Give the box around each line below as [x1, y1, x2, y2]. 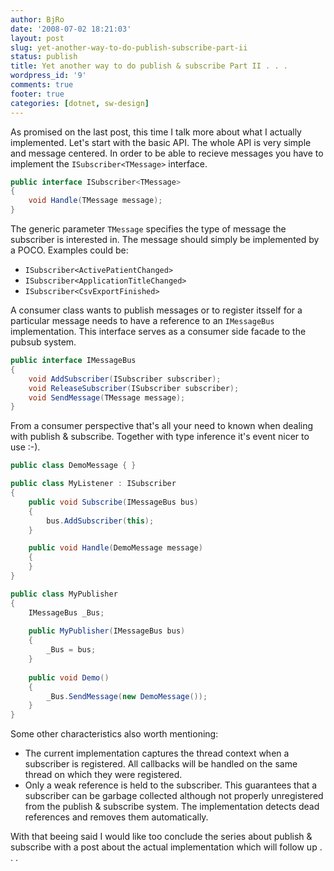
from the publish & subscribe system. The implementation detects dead [24, 801, 320, 813]
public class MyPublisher [10, 589, 118, 599]
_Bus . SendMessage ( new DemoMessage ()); [46, 691, 208, 701]
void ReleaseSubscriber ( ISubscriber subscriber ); [28, 383, 240, 393]
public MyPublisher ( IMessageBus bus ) [28, 626, 186, 636]
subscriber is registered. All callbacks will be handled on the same [24, 758, 298, 770]
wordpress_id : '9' [10, 71, 87, 81]
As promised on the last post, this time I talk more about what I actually [10, 126, 302, 138]
